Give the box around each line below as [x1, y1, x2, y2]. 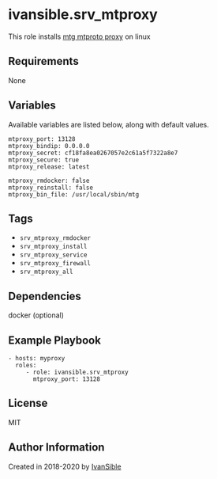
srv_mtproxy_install [19, 243, 88, 251]
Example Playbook [8, 333, 101, 347]
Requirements [8, 55, 79, 68]
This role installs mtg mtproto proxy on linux [8, 32, 152, 41]
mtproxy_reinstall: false [8, 184, 93, 192]
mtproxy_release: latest [8, 162, 90, 171]
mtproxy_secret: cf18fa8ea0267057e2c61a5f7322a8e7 [8, 149, 178, 157]
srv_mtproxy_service [19, 251, 88, 259]
